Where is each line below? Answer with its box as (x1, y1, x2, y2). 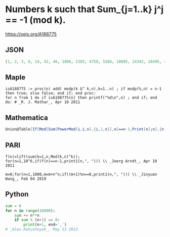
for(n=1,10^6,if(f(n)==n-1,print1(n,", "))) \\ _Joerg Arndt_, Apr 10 (5, 158, 157, 164)
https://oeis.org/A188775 (5, 31, 57, 37)
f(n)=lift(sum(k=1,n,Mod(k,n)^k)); (5, 154, 80, 159)
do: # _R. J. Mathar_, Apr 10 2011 (5, 100, 80, 105)
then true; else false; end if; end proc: (5, 91, 96, 96)
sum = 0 (5, 203, 22, 208)
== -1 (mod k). (5, 14, 66, 26)
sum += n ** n (14, 213, 39, 218)
